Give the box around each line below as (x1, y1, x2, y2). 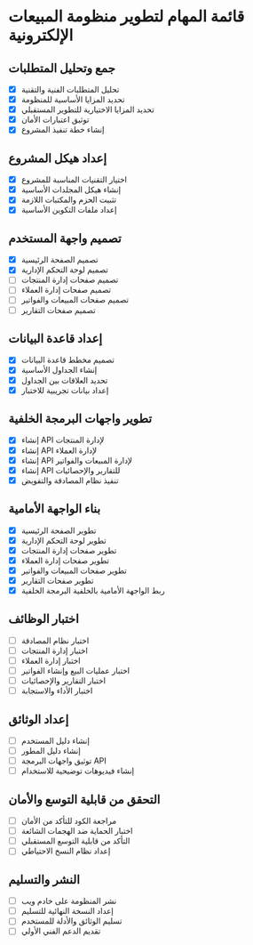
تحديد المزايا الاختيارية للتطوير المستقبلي (20, 104, 154, 115)
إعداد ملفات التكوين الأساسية (20, 205, 117, 215)
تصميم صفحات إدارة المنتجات (20, 274, 119, 286)
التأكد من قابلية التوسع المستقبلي (20, 836, 130, 846)
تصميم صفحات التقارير (20, 304, 96, 315)
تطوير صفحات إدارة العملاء (20, 554, 110, 566)
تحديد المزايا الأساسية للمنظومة (20, 94, 125, 105)
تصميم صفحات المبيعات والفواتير (20, 295, 130, 305)
